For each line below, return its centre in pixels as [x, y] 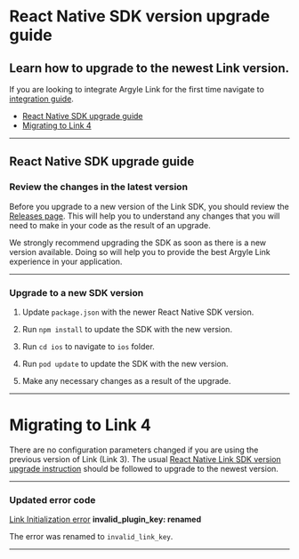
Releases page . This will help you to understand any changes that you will [145, 216]
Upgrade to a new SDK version [77, 292]
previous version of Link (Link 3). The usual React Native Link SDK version [145, 459]
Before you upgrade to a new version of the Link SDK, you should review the [149, 206]
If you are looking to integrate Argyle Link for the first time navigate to [137, 89]
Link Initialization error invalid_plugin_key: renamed [105, 519]
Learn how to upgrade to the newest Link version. [149, 68]
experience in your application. [66, 261]
